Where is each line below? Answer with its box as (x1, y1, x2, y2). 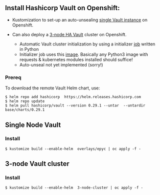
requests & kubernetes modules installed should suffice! (19, 56, 133, 63)
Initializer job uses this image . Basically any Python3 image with (19, 51, 148, 57)
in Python (19, 46, 39, 52)
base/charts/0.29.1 (5, 108, 45, 112)
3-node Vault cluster (5, 160, 69, 168)
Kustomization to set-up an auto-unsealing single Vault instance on (12, 17, 148, 22)
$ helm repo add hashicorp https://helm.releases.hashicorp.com (5, 95, 141, 100)
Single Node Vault (5, 121, 61, 129)
